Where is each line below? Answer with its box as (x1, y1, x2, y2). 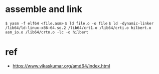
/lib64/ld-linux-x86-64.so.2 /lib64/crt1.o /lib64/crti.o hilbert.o (5, 25, 151, 30)
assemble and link (5, 3, 83, 15)
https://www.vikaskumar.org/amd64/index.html (12, 62, 110, 68)
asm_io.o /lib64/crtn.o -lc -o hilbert (5, 29, 89, 34)
